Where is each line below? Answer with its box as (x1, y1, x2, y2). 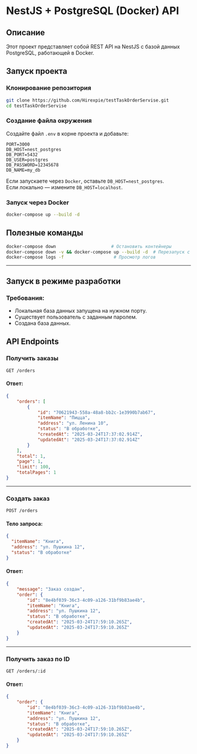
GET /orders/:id (6, 668, 46, 674)
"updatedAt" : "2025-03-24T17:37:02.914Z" (37, 437, 141, 443)
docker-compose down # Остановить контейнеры (6, 243, 172, 249)
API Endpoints (6, 337, 59, 347)
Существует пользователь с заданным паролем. (14, 313, 138, 321)
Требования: (6, 294, 45, 302)
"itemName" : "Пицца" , (37, 415, 91, 421)
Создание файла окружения (6, 116, 92, 125)
